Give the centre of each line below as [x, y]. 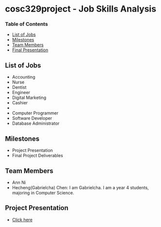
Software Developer [32, 118]
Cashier [20, 103]
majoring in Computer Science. [43, 193]
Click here [22, 220]
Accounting [24, 77]
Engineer [21, 93]
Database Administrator [36, 123]
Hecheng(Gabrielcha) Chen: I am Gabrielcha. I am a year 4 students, [80, 187]
